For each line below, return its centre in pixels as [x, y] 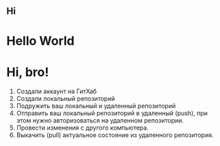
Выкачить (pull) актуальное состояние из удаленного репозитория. [115, 135]
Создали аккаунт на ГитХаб [57, 91]
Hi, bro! [28, 72]
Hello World [40, 41]
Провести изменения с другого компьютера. [82, 127]
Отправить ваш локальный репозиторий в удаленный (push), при [112, 113]
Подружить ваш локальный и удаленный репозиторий [96, 106]
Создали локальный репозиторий [65, 98]
